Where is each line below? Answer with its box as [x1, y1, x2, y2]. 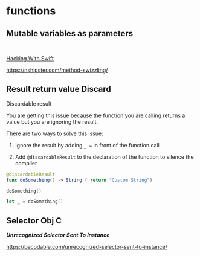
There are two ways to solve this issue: [6, 130, 104, 137]
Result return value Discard [6, 84, 112, 94]
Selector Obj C [6, 216, 62, 226]
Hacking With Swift [6, 55, 54, 62]
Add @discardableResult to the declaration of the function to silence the [15, 153, 195, 161]
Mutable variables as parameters [6, 28, 134, 39]
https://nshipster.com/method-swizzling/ [6, 66, 108, 74]
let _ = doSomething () [6, 199, 63, 205]
